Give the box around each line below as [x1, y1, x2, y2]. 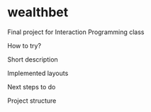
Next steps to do [7, 82, 56, 91]
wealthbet [7, 4, 69, 21]
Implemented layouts [7, 69, 69, 77]
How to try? [7, 41, 41, 50]
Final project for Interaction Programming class [7, 28, 145, 36]
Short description [7, 55, 58, 64]
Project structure [7, 96, 57, 105]
